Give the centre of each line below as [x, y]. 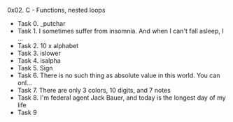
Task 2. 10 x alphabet [48, 46]
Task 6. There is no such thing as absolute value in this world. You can [119, 75]
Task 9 [27, 112]
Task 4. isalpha [39, 61]
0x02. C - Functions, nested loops [56, 10]
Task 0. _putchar [41, 23]
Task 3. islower [39, 53]
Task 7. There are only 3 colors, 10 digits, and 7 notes [94, 90]
